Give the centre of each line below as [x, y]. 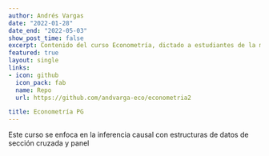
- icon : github [34, 75]
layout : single [34, 61]
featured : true [34, 53]
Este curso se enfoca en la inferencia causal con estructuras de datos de [128, 135]
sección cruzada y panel [49, 143]
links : [19, 68]
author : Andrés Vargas [46, 16]
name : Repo [34, 90]
